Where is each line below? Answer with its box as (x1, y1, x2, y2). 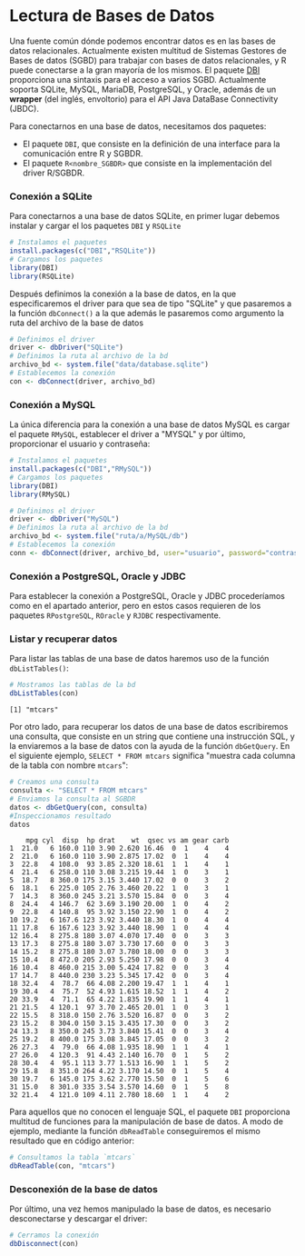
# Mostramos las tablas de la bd (9, 681, 136, 690)
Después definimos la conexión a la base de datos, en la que (9, 288, 237, 299)
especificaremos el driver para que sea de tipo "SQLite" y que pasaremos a (9, 297, 292, 309)
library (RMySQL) (9, 490, 71, 499)
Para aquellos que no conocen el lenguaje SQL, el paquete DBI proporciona (9, 1106, 290, 1118)
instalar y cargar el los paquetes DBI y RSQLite (9, 220, 182, 232)
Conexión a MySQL (9, 398, 96, 411)
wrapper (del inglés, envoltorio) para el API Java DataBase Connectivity (9, 93, 279, 105)
